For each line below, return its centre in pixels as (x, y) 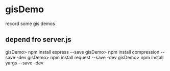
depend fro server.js (38, 40)
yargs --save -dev (24, 63)
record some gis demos (30, 23)
